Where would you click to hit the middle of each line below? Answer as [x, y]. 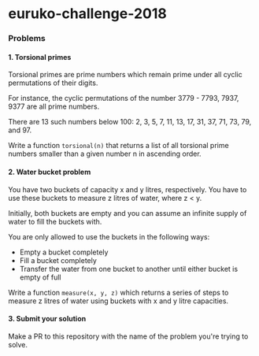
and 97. [20, 130]
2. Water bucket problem [50, 172]
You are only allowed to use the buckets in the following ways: [109, 236]
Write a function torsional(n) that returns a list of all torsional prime [119, 146]
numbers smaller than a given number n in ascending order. [105, 154]
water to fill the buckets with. [55, 221]
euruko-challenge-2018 [87, 14]
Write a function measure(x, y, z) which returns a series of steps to [118, 292]
